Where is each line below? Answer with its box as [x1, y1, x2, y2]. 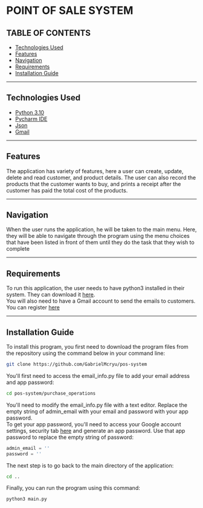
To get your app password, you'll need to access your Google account [6, 420, 181, 427]
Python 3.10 [14, 108, 44, 116]
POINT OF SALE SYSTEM [6, 4, 134, 18]
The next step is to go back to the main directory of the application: [6, 461, 174, 469]
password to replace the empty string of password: [6, 434, 134, 441]
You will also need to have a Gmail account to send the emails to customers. [6, 297, 196, 305]
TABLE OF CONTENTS [6, 28, 91, 38]
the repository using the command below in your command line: [6, 349, 165, 357]
